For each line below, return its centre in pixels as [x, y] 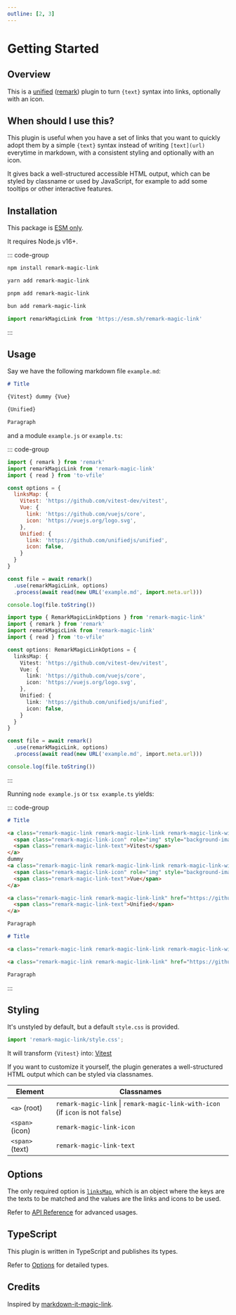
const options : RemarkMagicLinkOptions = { [72, 650]
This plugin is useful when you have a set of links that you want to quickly [114, 138]
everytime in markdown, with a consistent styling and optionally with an [111, 153]
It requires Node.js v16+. [43, 242]
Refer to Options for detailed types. [58, 1265]
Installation [32, 211]
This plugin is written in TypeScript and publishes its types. [93, 1251]
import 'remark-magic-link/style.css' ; [66, 1040]
